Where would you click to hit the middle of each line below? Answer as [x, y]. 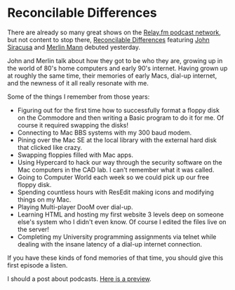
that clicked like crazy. [50, 147]
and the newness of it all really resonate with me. [78, 83]
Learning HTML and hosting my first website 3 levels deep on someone [121, 214]
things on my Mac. [44, 199]
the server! [33, 229]
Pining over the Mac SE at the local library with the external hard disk [117, 140]
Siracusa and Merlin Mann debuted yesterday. [74, 47]
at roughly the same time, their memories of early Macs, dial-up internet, [112, 76]
